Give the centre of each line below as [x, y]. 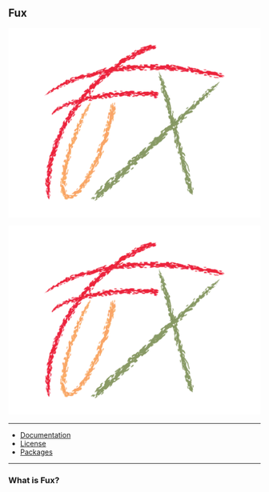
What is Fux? [34, 480]
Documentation [45, 434]
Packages [36, 452]
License [33, 443]
